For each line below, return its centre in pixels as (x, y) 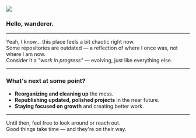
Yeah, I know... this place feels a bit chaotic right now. (71, 42)
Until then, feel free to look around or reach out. (63, 123)
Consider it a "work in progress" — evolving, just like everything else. (89, 61)
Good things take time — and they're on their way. (66, 129)
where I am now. (26, 54)
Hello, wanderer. (30, 23)
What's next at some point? (46, 81)
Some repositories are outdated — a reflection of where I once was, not (92, 48)
